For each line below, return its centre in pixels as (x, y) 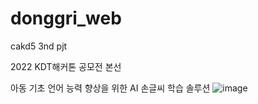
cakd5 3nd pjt (39, 46)
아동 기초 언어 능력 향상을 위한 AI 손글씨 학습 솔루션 (110, 88)
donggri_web (66, 18)
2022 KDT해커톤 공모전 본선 (66, 66)
